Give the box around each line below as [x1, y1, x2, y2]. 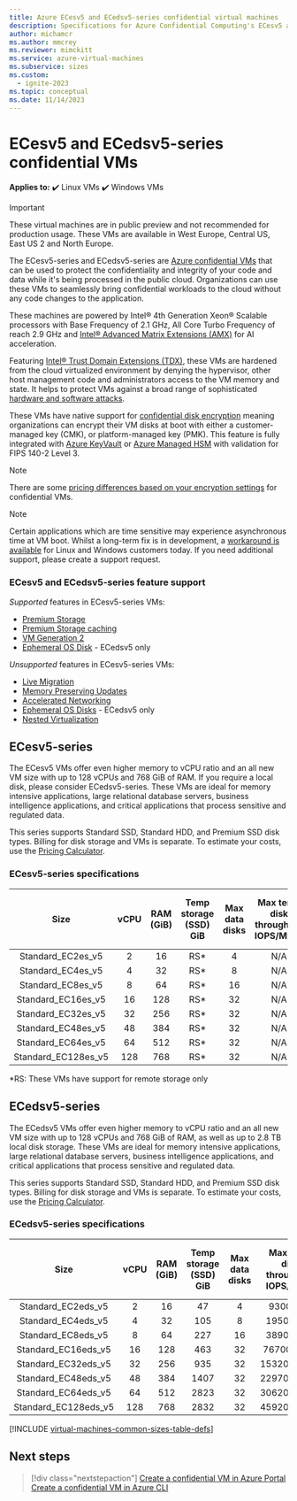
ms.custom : [9, 71, 49, 80]
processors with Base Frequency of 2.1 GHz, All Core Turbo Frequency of [9, 319, 276, 330]
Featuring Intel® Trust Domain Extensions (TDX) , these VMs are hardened [9, 356, 277, 366]
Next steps [9, 1449, 71, 1465]
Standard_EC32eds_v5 [16, 1358, 112, 1370]
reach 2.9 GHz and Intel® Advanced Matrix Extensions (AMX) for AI [9, 329, 255, 340]
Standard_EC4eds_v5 [19, 1314, 109, 1327]
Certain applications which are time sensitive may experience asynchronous [9, 526, 287, 536]
